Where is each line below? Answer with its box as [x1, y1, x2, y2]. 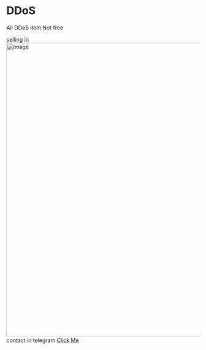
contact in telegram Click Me [6, 337, 79, 344]
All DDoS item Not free [6, 24, 64, 31]
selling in [6, 36, 29, 43]
